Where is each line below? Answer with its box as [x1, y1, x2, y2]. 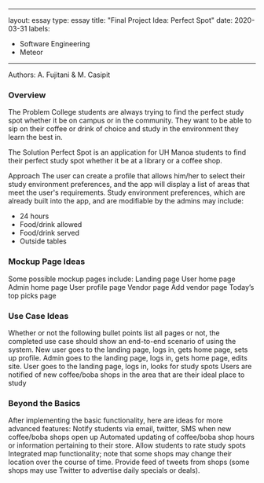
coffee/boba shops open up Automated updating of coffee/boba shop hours [8, 433, 255, 442]
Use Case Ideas [8, 310, 69, 321]
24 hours [19, 211, 49, 221]
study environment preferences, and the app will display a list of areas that [8, 180, 250, 189]
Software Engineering [19, 39, 90, 48]
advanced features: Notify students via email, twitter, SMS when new [8, 424, 232, 434]
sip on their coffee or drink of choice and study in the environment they [8, 124, 240, 134]
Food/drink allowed [19, 220, 82, 229]
